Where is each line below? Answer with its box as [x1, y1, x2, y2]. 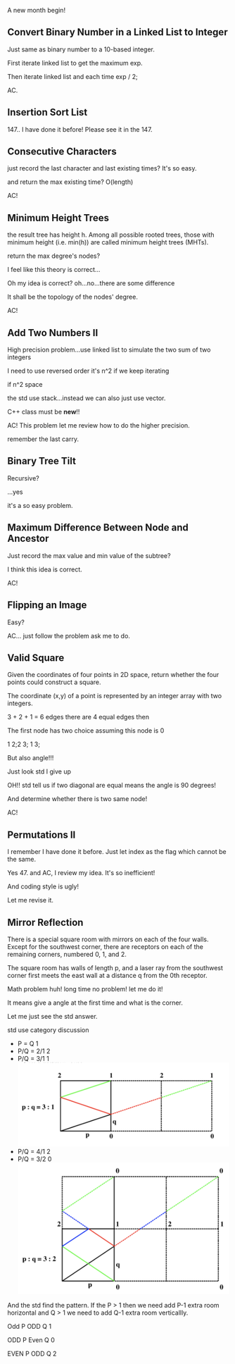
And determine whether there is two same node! [7, 795, 148, 803]
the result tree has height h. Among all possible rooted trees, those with [7, 230, 215, 239]
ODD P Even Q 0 [7, 1335, 55, 1344]
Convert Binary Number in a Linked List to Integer [7, 26, 228, 38]
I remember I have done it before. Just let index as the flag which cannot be [7, 848, 227, 856]
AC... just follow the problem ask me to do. [7, 631, 130, 640]
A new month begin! [7, 6, 65, 14]
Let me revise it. [7, 896, 54, 905]
